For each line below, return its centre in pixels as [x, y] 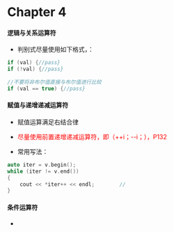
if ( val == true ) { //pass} [46, 88]
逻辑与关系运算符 [32, 33]
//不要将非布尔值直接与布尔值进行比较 [55, 82]
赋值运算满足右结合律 [48, 122]
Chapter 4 [37, 12]
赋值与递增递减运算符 [38, 105]
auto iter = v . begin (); [42, 164]
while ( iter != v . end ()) [43, 171]
